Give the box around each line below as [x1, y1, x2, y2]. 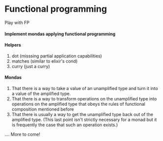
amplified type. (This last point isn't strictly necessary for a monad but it [11, 117, 157, 122]
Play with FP [4, 20, 30, 25]
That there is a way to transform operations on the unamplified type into [11, 95, 157, 101]
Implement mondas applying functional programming [4, 31, 116, 37]
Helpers [4, 42, 22, 48]
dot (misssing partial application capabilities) [11, 53, 102, 59]
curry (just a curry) [11, 63, 50, 69]
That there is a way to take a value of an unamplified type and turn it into [11, 85, 158, 91]
